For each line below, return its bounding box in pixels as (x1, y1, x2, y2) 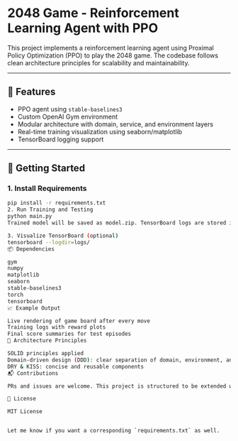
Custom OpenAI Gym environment (17, 112, 118, 121)
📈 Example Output (7, 304, 61, 312)
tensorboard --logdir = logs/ (7, 239, 91, 246)
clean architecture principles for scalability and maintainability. (7, 58, 190, 67)
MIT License (7, 408, 42, 415)
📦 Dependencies (7, 245, 55, 253)
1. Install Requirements (7, 183, 87, 193)
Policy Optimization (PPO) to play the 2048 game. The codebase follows (7, 51, 218, 60)
